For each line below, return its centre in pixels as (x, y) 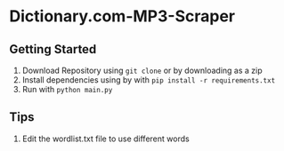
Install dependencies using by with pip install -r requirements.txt (149, 80)
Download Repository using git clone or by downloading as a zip (142, 70)
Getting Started (53, 49)
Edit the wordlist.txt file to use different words (105, 139)
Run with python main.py (67, 89)
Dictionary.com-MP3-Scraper (122, 16)
